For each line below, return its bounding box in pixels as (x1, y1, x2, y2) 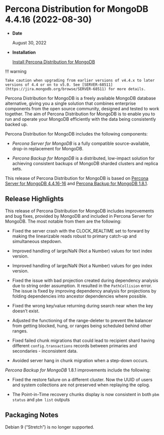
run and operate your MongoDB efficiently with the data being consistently (5, 116, 156, 122)
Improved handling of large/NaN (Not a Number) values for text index (12, 248, 153, 254)
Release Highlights (5, 195, 64, 203)
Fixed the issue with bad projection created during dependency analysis (12, 277, 159, 283)
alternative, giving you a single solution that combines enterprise (5, 100, 136, 106)
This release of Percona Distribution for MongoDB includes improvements (5, 208, 154, 214)
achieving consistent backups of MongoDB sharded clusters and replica (12, 160, 159, 166)
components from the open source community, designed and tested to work (5, 105, 160, 111)
